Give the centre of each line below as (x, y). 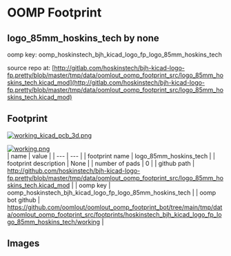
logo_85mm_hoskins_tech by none (83, 38)
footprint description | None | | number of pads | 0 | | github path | (101, 163)
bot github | (23, 200)
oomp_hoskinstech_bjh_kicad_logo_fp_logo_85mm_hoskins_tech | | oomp (112, 192)
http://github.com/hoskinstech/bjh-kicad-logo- (74, 171)
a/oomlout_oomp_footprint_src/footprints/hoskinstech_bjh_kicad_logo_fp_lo (114, 214)
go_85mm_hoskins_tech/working (54, 222)
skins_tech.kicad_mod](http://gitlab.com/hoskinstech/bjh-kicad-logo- (106, 83)
